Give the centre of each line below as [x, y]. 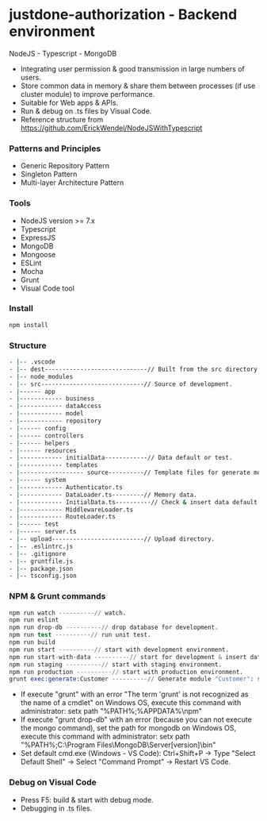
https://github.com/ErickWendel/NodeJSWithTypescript [111, 128]
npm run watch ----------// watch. [68, 613]
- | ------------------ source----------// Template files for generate [130, 473]
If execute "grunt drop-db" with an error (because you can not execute [136, 719]
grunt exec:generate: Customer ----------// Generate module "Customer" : [132, 679]
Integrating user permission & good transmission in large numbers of [132, 68]
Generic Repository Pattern [65, 166]
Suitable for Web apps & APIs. [69, 102]
